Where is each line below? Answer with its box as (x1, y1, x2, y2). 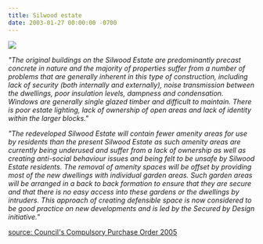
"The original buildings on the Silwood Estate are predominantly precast (8, 55, 241, 64)
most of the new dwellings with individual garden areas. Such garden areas (8, 170, 253, 180)
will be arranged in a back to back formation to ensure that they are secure (8, 178, 252, 188)
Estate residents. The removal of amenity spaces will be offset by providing (8, 162, 252, 171)
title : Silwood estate (8, 11, 82, 20)
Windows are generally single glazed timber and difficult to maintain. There (8, 97, 252, 106)
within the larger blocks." (8, 113, 88, 122)
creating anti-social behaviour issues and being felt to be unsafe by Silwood (8, 154, 255, 163)
